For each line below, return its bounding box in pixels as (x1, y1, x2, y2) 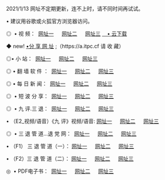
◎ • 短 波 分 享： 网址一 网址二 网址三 (6, 93, 115, 99)
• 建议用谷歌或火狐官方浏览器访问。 (6, 18, 93, 25)
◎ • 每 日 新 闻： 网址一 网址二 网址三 (6, 80, 113, 87)
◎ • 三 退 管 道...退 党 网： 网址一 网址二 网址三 (6, 130, 137, 137)
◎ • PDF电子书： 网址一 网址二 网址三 (6, 168, 114, 175)
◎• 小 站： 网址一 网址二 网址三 (6, 55, 98, 62)
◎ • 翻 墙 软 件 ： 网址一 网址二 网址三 (6, 68, 115, 75)
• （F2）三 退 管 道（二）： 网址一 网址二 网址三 (6, 155, 134, 162)
